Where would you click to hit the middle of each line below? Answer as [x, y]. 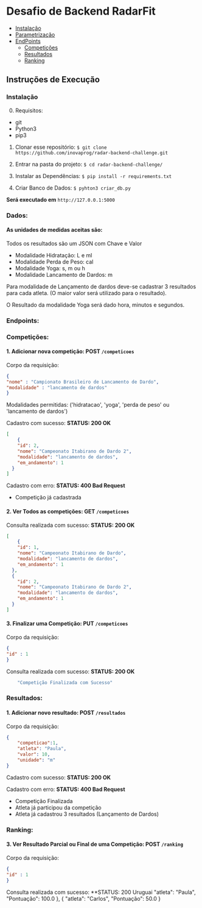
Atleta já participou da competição [58, 807]
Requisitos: [29, 110]
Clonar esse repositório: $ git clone [61, 147]
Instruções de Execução [53, 80]
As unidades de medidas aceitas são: [54, 230]
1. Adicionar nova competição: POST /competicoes [70, 351]
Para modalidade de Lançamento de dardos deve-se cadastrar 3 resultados [101, 286]
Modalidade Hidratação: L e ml [54, 255]
